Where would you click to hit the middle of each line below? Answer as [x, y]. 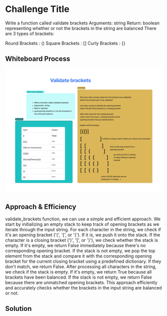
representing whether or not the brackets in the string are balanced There [81, 28]
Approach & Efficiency [41, 207]
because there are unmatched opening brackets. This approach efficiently [82, 282]
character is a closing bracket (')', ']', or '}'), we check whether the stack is [82, 240]
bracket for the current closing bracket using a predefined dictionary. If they [83, 261]
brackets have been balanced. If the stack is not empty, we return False [79, 277]
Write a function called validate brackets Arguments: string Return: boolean [82, 23]
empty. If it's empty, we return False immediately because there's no [76, 245]
